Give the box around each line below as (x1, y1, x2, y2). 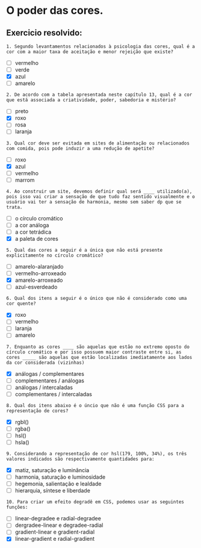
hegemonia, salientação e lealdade (14, 480, 102, 488)
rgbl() (14, 418, 29, 425)
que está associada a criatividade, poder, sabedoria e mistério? (6, 97, 176, 103)
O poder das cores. (6, 4, 104, 17)
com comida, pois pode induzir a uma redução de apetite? (6, 145, 155, 151)
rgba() (14, 425, 31, 432)
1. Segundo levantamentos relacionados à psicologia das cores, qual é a (6, 43, 196, 49)
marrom (14, 176, 35, 184)
